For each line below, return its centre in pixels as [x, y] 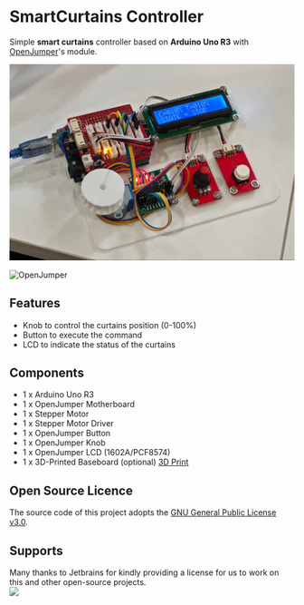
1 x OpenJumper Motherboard [79, 405]
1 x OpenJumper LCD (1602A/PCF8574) [96, 453]
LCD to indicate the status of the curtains [99, 344]
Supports [36, 551]
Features [35, 303]
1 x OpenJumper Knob [64, 443]
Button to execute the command [82, 335]
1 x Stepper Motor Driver [68, 424]
